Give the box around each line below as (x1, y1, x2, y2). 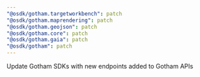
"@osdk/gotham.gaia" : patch (6, 36, 89, 43)
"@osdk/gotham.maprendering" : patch (6, 17, 113, 24)
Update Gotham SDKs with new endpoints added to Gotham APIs (6, 62, 194, 70)
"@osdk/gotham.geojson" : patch (6, 23, 98, 30)
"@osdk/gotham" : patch (6, 43, 72, 50)
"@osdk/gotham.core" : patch (6, 29, 89, 37)
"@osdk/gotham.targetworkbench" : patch (6, 10, 123, 17)
